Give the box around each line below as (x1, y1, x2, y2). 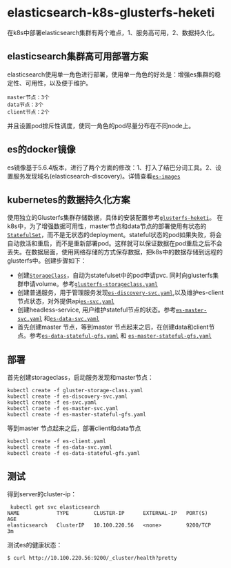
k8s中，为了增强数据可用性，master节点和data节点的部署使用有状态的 (7, 222, 207, 230)
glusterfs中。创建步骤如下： (7, 256, 87, 265)
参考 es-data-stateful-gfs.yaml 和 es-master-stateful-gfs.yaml (29, 332, 212, 340)
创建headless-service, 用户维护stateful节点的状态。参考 (17, 305, 177, 314)
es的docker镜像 (7, 143, 76, 156)
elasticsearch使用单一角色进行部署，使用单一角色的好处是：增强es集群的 (7, 70, 215, 79)
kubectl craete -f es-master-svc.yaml (7, 405, 119, 412)
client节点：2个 (7, 108, 50, 115)
